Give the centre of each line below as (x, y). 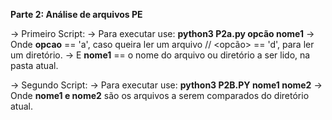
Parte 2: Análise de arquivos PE (76, 14)
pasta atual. (34, 65)
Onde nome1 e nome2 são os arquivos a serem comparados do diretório (160, 95)
